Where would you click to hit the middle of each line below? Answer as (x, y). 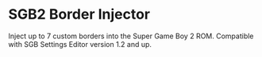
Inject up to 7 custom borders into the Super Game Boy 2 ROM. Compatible (131, 36)
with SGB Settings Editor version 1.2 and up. (80, 44)
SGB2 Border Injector (79, 14)
